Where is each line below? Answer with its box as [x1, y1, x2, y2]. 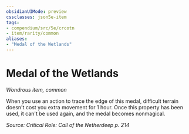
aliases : [6, 36, 28, 42]
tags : [6, 19, 19, 25]
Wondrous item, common [6, 86, 67, 93]
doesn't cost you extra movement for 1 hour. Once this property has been [6, 103, 184, 110]
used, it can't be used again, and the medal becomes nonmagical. [6, 110, 166, 117]
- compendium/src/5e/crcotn [6, 25, 75, 31]
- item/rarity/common [6, 31, 59, 36]
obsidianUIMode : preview [6, 8, 67, 15]
